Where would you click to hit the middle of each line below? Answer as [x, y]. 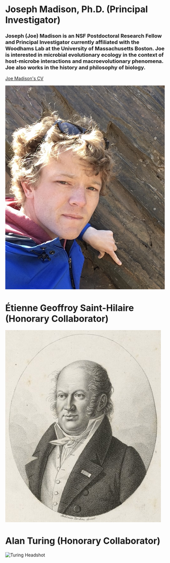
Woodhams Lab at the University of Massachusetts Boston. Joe [85, 49]
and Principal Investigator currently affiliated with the [72, 43]
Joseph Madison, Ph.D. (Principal [77, 9]
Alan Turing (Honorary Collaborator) [83, 541]
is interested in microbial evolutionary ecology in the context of [84, 55]
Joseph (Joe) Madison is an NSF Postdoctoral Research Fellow [83, 36]
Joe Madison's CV [25, 78]
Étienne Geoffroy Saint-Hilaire [70, 308]
